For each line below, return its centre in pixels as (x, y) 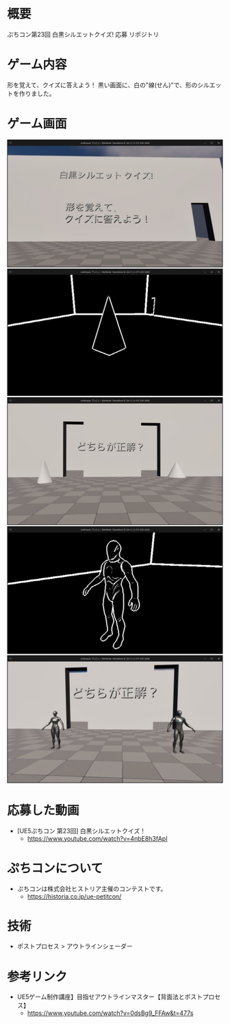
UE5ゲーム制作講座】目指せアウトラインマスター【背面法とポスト (110, 997)
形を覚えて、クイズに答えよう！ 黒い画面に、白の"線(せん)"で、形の (102, 85)
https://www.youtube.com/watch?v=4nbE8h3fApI (97, 838)
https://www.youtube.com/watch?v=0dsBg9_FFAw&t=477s (110, 1013)
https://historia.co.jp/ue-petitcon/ (74, 896)
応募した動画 (43, 810)
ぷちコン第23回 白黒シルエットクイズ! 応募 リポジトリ (83, 34)
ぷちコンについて (55, 868)
